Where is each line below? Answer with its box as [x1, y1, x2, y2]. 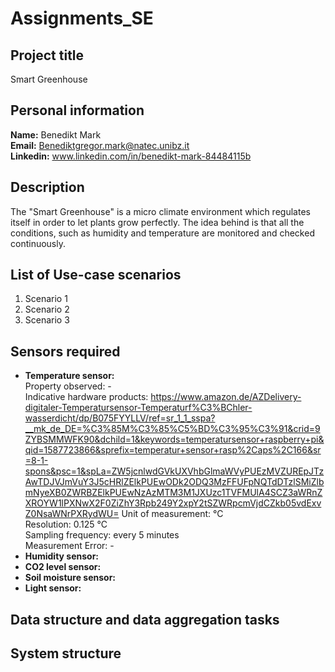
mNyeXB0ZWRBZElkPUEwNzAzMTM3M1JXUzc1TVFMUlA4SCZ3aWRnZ [24, 487, 323, 499]
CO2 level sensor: [24, 561, 102, 573]
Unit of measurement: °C [121, 508, 224, 520]
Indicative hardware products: [24, 391, 149, 403]
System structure [10, 645, 122, 662]
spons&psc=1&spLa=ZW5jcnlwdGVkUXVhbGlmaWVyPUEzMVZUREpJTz [24, 465, 325, 477]
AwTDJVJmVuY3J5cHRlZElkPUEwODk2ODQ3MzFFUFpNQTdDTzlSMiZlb [24, 476, 325, 488]
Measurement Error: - [24, 540, 115, 552]
